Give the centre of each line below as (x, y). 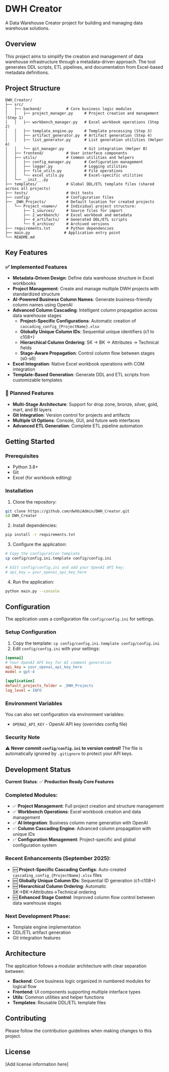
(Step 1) (14, 118)
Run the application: (33, 582)
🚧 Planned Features (30, 393)
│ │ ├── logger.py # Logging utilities (66, 166)
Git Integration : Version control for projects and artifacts (71, 415)
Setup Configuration (31, 632)
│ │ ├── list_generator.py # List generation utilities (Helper (84, 140)
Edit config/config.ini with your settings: (56, 648)
